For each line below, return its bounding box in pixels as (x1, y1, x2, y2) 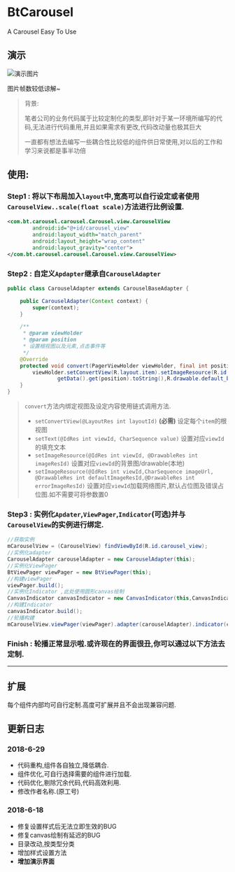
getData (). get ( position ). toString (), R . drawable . (57, 375, 201, 382)
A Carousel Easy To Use (7, 27, 77, 36)
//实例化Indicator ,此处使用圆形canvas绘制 (7, 589, 124, 596)
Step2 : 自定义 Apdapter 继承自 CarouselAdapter (7, 269, 161, 279)
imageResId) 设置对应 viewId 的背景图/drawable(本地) (34, 459, 185, 467)
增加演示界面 (17, 857, 55, 865)
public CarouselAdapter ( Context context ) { (20, 297, 149, 304)
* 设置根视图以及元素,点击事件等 (22, 343, 106, 350)
